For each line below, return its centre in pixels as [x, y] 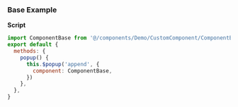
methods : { [30, 51]
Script [17, 25]
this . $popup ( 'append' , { [63, 64]
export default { [33, 45]
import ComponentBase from [47, 38]
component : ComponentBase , [73, 71]
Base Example [32, 10]
